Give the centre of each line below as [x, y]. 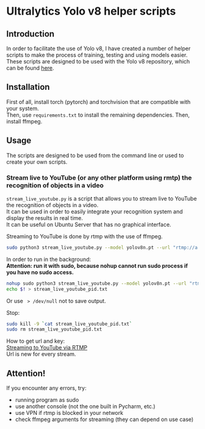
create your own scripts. [37, 162]
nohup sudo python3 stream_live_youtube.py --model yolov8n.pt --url [97, 283]
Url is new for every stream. [41, 354]
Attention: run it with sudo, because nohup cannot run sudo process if [97, 266]
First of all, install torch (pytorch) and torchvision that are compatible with [99, 101]
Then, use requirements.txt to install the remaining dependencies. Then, [98, 115]
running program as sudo [47, 400]
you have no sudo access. [40, 272]
